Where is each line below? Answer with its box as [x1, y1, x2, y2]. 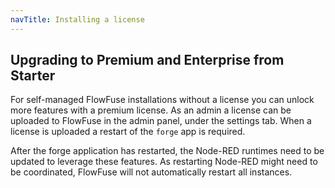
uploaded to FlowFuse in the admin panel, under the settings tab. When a [10, 115, 312, 127]
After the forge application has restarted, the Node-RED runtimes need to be [10, 145, 325, 157]
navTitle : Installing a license [10, 14, 145, 25]
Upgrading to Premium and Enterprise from [10, 52, 285, 69]
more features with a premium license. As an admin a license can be [10, 104, 292, 116]
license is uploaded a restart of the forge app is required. [10, 126, 246, 138]
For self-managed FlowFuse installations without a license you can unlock [10, 94, 315, 106]
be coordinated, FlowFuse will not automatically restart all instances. [10, 166, 293, 178]
